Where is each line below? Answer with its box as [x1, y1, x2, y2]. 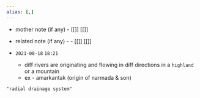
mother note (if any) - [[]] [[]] [15, 26, 89, 33]
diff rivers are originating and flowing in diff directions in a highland [24, 61, 194, 68]
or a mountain [24, 68, 60, 75]
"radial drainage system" [6, 86, 72, 92]
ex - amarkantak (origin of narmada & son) [24, 74, 131, 81]
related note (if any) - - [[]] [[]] [15, 37, 92, 44]
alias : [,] [6, 9, 34, 15]
